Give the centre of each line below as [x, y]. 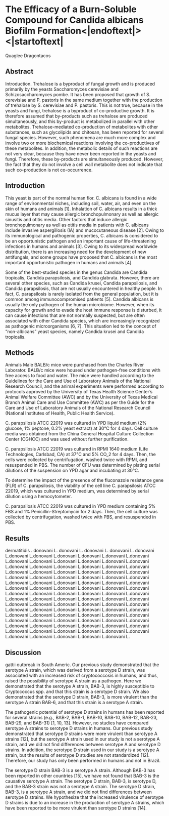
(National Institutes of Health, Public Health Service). [60, 413]
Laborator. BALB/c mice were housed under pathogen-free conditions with [83, 370]
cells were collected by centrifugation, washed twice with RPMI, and [76, 460]
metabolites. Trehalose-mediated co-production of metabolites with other [82, 127]
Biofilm [20, 31]
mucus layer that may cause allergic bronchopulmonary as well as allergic [82, 214]
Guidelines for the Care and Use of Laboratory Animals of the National [78, 381]
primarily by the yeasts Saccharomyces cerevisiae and [62, 89]
